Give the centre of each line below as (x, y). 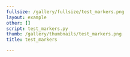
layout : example (26, 17)
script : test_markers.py (37, 28)
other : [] (19, 23)
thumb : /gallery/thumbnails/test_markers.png (64, 34)
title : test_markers (32, 40)
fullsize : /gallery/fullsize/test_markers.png (65, 12)
